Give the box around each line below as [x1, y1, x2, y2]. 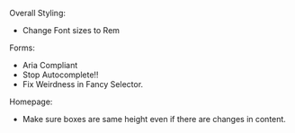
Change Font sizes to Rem [22, 25, 120, 35]
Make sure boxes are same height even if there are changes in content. [22, 114, 286, 124]
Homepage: [9, 96, 53, 107]
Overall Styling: [9, 8, 66, 18]
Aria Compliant [22, 60, 78, 70]
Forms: [9, 42, 36, 53]
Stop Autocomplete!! [22, 69, 99, 80]
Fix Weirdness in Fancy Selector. [22, 79, 144, 89]
